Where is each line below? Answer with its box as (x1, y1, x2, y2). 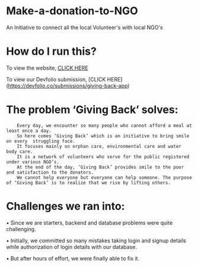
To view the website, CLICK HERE (6, 64, 88, 71)
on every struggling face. (6, 138, 76, 144)
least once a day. (6, 128, 52, 134)
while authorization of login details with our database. (6, 243, 138, 250)
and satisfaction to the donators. (6, 169, 94, 175)
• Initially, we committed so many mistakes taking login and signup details (6, 237, 187, 244)
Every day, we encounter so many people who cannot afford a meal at (17, 122, 193, 128)
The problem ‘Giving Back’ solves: (6, 103, 179, 116)
